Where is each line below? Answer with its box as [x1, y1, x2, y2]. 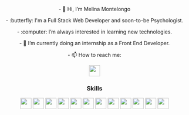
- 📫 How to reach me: [67, 52, 122, 58]
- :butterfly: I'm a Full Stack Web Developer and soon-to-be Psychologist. [5, 17, 184, 23]
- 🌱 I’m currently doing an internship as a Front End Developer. [19, 40, 170, 46]
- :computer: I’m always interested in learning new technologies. [16, 28, 173, 35]
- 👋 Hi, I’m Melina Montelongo [58, 6, 131, 12]
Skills [86, 84, 103, 92]
